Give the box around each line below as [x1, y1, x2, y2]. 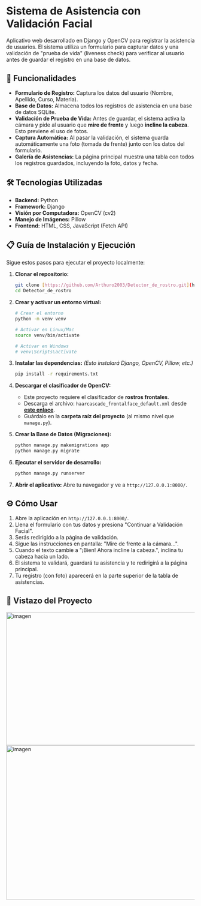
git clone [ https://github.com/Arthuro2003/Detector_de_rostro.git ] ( [14, 282, 193, 289]
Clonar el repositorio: [14, 271, 69, 278]
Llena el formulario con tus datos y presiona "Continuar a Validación [14, 521, 183, 528]
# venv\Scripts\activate [14, 349, 77, 355]
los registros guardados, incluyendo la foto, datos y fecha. [14, 159, 159, 166]
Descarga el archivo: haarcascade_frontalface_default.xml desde [23, 400, 187, 407]
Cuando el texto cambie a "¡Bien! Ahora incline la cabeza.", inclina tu [14, 546, 184, 553]
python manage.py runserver [14, 470, 85, 476]
